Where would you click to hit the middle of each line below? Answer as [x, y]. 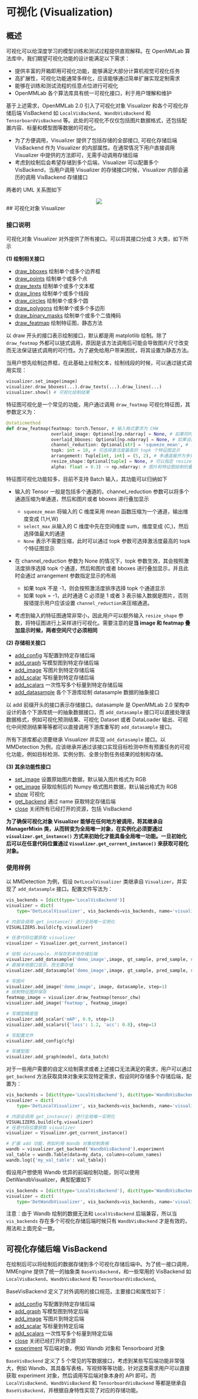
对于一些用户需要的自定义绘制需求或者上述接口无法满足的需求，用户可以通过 [99, 1069]
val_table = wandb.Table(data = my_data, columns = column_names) [84, 1155]
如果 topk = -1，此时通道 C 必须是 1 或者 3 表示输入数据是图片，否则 [106, 595]
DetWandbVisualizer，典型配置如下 [49, 1179]
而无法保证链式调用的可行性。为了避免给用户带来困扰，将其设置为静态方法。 [99, 350]
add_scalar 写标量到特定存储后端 [55, 677]
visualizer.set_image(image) [42, 381]
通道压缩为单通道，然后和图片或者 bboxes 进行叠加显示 [82, 499]
